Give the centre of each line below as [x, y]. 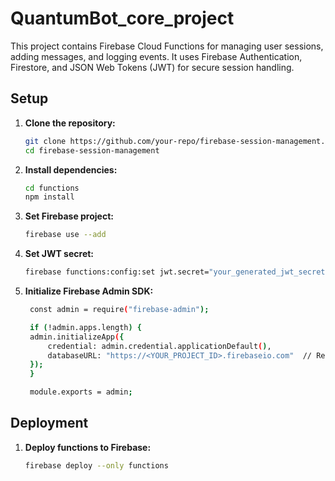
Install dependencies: [71, 169]
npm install [49, 197]
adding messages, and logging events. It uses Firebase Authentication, [156, 56]
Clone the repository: [70, 123]
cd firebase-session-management [92, 150]
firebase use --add [65, 235]
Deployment [49, 423]
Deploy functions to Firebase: [88, 447]
